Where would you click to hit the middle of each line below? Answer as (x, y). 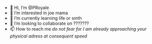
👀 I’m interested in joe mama (39, 13)
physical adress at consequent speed (48, 36)
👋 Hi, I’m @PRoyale (29, 8)
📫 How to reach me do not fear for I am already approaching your (78, 29)
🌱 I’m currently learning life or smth (46, 18)
